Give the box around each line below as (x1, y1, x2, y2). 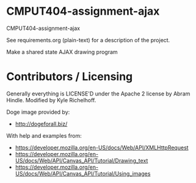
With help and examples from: (6, 132, 82, 139)
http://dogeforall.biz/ (15, 120, 68, 127)
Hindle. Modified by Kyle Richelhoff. (6, 96, 96, 103)
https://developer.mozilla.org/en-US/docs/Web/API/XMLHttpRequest (15, 144, 189, 151)
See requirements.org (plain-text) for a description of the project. (6, 36, 170, 43)
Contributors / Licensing (6, 70, 133, 84)
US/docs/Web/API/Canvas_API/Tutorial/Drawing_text (15, 157, 148, 164)
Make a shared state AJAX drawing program (6, 48, 118, 56)
